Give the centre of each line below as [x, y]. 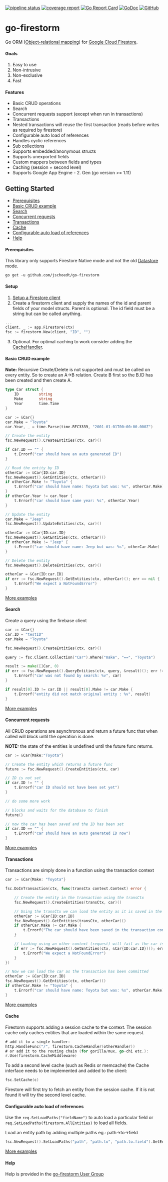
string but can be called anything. [47, 314]
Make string [33, 399]
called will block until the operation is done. [50, 736]
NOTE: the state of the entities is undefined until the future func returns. [79, 746]
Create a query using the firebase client [46, 621]
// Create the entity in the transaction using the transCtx [79, 898]
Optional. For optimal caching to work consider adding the [72, 342]
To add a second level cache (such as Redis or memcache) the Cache [77, 1065]
